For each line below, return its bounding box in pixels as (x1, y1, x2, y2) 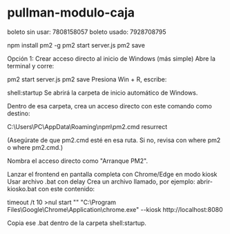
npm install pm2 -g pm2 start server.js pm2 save (7, 41, 145, 49)
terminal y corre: (7, 61, 55, 70)
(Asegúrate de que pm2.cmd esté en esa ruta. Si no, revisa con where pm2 (7, 136, 221, 144)
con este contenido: (37, 184, 95, 193)
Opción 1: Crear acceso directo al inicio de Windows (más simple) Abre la (7, 54, 216, 63)
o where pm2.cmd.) (7, 143, 64, 151)
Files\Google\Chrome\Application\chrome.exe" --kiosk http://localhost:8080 (7, 205, 223, 213)
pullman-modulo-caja (7, 5, 135, 21)
